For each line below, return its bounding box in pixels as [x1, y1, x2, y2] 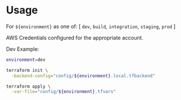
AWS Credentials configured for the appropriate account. [6, 34, 144, 41]
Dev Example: [6, 45, 40, 53]
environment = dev [6, 57, 46, 63]
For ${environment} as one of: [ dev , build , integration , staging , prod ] [6, 23, 176, 30]
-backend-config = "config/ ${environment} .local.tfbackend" [11, 73, 156, 79]
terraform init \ [6, 67, 48, 73]
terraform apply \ [6, 83, 51, 89]
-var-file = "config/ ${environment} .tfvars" [11, 89, 116, 95]
